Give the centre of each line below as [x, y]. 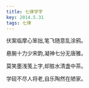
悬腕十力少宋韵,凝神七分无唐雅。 [46, 53]
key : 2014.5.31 [25, 17]
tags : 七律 [19, 23]
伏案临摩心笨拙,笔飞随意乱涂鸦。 [46, 41]
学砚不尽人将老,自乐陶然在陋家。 [46, 79]
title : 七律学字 [24, 12]
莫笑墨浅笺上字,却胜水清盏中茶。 [46, 66]
